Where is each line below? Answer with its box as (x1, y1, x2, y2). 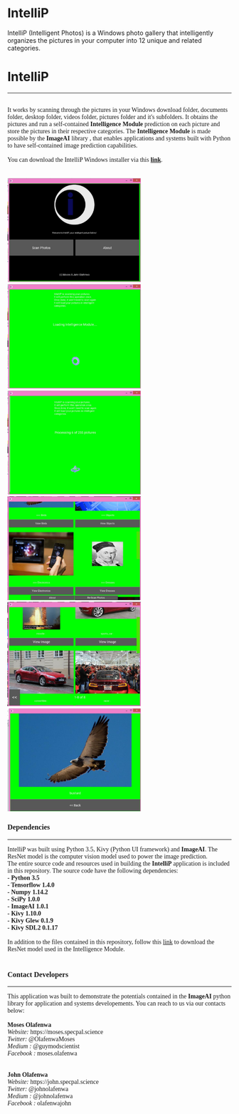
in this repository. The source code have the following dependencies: (7, 867, 179, 875)
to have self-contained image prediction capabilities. (7, 141, 138, 149)
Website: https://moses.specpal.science (7, 1028, 104, 1036)
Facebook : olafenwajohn (7, 1100, 72, 1108)
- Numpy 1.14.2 (7, 888, 48, 896)
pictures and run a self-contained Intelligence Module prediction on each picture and (7, 120, 221, 128)
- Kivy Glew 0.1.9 (7, 917, 54, 924)
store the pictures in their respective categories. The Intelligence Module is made (7, 127, 211, 135)
